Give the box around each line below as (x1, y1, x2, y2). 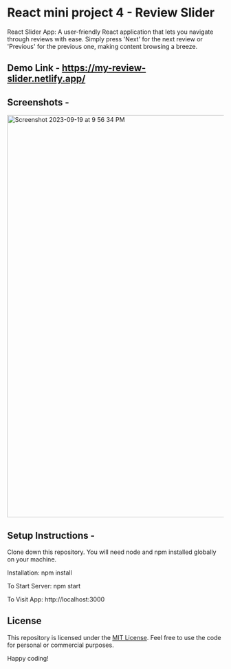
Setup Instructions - (7, 529, 95, 542)
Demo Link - (7, 62, 60, 74)
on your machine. (7, 555, 57, 563)
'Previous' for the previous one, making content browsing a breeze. (7, 42, 198, 50)
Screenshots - (7, 96, 70, 108)
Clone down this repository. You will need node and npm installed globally (7, 548, 217, 556)
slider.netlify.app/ (7, 73, 86, 85)
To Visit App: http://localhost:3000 (7, 595, 105, 604)
